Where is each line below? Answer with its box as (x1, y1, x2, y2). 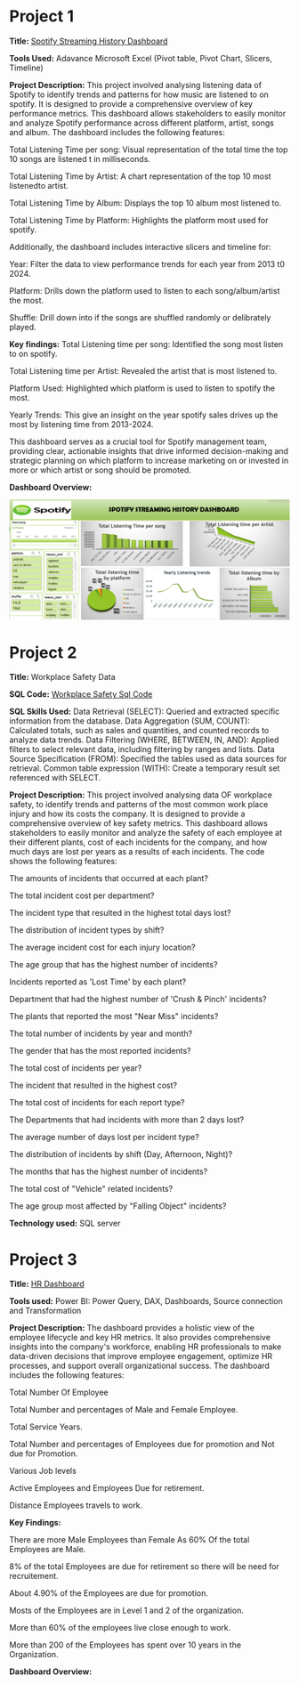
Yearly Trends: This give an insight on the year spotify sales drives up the (9, 409, 279, 420)
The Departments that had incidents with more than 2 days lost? (9, 1114, 245, 1125)
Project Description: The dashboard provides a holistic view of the (9, 1323, 255, 1333)
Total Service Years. (9, 1421, 83, 1432)
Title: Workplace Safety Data (9, 672, 116, 683)
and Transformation (9, 1306, 82, 1316)
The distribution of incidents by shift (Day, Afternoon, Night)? (9, 1149, 233, 1160)
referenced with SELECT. (9, 773, 101, 783)
